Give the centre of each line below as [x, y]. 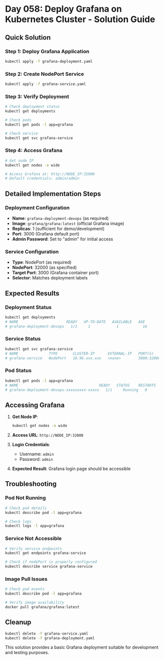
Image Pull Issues [26, 579]
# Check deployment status [32, 107]
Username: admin [37, 454]
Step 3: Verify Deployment [37, 96]
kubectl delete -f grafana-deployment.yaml [50, 638]
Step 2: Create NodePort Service [45, 74]
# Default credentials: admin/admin [42, 179]
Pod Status [18, 371]
